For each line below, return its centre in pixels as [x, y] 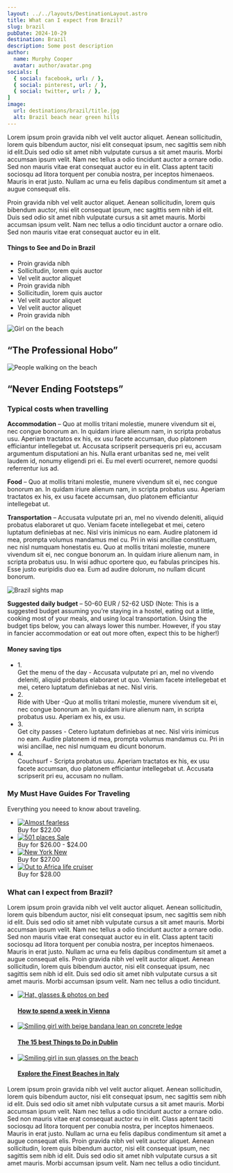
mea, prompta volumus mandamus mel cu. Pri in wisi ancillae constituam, [112, 540]
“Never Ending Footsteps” [65, 389]
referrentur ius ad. [33, 469]
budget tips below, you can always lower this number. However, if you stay [114, 626]
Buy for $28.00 [39, 874]
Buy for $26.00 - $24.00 [53, 844]
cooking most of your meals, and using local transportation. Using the [107, 619]
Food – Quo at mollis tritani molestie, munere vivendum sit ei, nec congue [112, 482]
